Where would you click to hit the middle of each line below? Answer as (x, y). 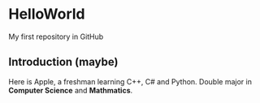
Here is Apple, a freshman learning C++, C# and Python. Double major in (130, 81)
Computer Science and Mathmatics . (71, 90)
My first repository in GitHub (56, 36)
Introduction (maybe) (63, 62)
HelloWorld (47, 14)
